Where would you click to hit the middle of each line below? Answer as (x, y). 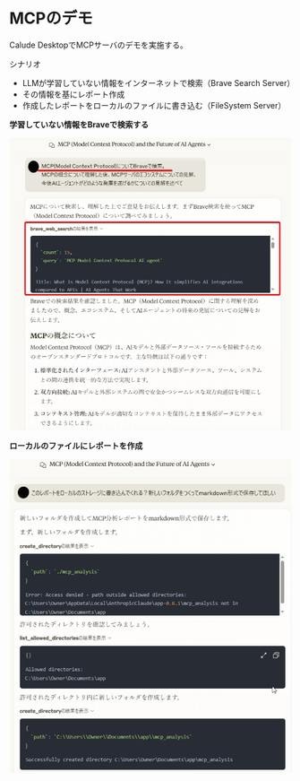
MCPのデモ (51, 18)
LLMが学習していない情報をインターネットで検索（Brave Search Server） (159, 82)
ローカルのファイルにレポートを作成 (76, 446)
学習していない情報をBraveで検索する (79, 124)
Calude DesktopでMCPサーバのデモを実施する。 (99, 45)
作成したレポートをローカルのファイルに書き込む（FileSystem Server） (154, 105)
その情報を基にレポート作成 (73, 94)
